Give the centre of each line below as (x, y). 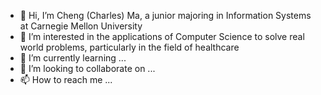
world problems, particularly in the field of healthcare (129, 47)
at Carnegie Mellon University (81, 26)
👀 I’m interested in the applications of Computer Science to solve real (162, 36)
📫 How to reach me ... (66, 79)
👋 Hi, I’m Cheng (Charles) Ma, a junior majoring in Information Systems (165, 15)
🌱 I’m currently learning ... (73, 58)
